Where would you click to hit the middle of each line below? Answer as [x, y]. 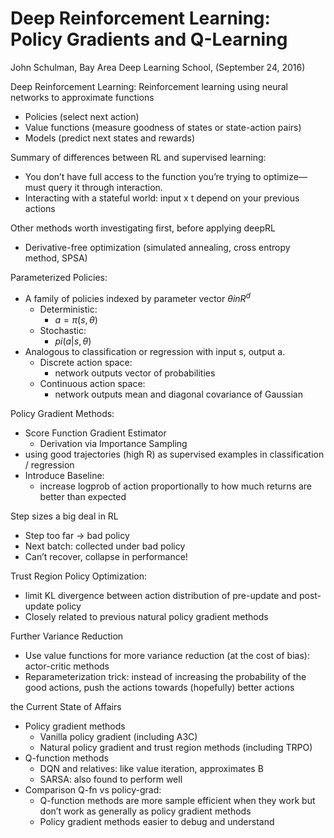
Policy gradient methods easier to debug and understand [157, 821]
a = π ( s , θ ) [76, 319]
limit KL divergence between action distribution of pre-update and [160, 595]
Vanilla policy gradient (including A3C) [118, 736]
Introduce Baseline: [64, 475]
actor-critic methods [67, 666]
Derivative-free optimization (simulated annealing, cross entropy [157, 247]
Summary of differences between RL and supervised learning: [138, 157]
